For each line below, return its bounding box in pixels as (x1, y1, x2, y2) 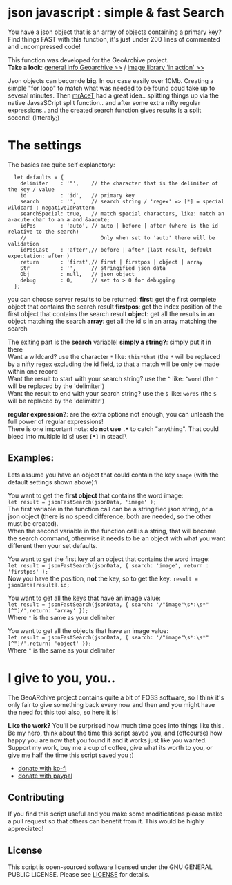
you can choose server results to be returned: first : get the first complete (8, 295, 217, 303)
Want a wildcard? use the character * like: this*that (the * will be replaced (8, 352, 220, 361)
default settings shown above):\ (8, 477, 98, 486)
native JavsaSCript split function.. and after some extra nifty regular (8, 98, 201, 107)
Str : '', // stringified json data (20, 264, 166, 271)
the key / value (8, 185, 55, 193)
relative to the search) (8, 228, 79, 235)
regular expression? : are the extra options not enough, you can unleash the (8, 410, 224, 418)
